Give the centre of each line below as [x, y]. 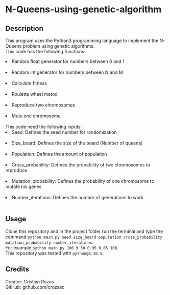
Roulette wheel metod [35, 94]
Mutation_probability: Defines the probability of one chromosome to [83, 181]
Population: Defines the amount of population [59, 154]
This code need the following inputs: [44, 127]
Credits [17, 269]
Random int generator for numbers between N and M [68, 72]
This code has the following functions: [45, 51]
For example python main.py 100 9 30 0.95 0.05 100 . [62, 247]
